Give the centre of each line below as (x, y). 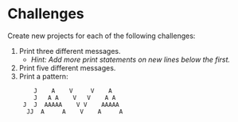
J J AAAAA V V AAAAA (71, 105)
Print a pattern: (43, 76)
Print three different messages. (70, 51)
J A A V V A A (75, 97)
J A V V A (73, 91)
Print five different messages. (67, 67)
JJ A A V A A (75, 112)
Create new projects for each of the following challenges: (101, 36)
